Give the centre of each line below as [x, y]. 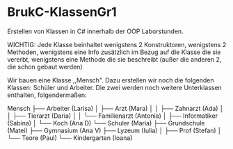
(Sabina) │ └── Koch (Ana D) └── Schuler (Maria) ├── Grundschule [106, 123]
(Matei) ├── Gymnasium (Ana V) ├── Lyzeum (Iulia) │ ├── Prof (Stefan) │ [114, 130]
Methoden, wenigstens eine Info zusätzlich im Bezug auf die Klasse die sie [114, 52]
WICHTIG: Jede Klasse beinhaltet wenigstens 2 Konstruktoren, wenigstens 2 [117, 44]
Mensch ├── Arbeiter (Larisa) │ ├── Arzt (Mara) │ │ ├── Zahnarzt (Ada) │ [115, 108]
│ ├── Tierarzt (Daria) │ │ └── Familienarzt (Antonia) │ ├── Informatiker [112, 116]
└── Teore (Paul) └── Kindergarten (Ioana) [70, 138]
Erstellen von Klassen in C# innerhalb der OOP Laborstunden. [95, 31]
